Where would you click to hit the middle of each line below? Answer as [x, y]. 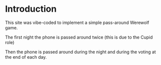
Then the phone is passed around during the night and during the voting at [80, 52]
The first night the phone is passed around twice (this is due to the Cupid [79, 37]
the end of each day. [26, 57]
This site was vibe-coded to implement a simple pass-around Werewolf [77, 22]
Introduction [31, 9]
